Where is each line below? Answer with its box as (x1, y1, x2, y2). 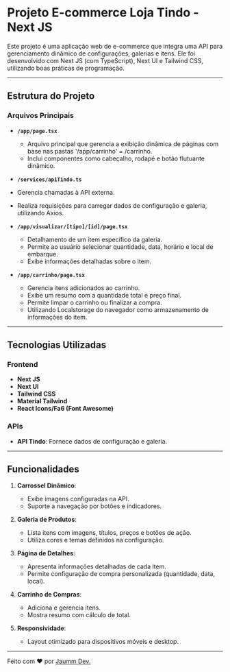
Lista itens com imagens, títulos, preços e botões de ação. (27, 529, 192, 537)
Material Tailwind (16, 397, 68, 405)
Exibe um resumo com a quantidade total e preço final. (27, 291, 182, 299)
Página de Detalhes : (16, 549, 75, 557)
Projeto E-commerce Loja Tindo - (7, 5, 199, 21)
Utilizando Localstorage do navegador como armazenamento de (27, 305, 209, 313)
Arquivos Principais (7, 111, 74, 121)
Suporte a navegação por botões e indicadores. (27, 502, 162, 510)
